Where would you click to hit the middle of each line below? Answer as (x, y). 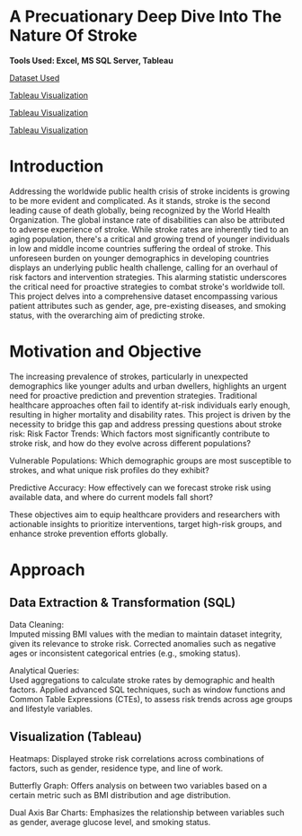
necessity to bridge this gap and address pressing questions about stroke (146, 424)
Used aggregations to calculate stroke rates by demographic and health (142, 680)
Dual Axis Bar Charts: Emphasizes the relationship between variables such (147, 812)
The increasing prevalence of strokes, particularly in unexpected (129, 376)
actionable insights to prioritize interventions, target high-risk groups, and (146, 524)
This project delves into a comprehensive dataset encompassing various (144, 296)
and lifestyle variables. (51, 708)
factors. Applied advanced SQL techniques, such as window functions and (147, 690)
